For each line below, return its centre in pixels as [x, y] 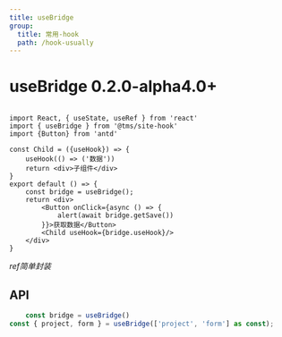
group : [21, 26]
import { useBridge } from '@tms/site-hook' [94, 126]
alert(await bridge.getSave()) [115, 215]
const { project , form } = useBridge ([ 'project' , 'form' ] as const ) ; [142, 324]
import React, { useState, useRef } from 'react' [104, 118]
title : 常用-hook [48, 34]
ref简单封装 [30, 266]
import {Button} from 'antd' [64, 134]
